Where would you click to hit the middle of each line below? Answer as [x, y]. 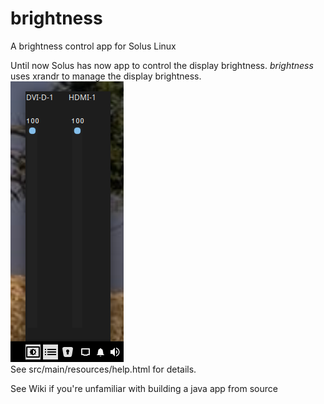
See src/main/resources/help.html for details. [103, 369]
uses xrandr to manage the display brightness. [106, 76]
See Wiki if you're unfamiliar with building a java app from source [144, 388]
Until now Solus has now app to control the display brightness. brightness [162, 65]
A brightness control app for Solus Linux [93, 46]
